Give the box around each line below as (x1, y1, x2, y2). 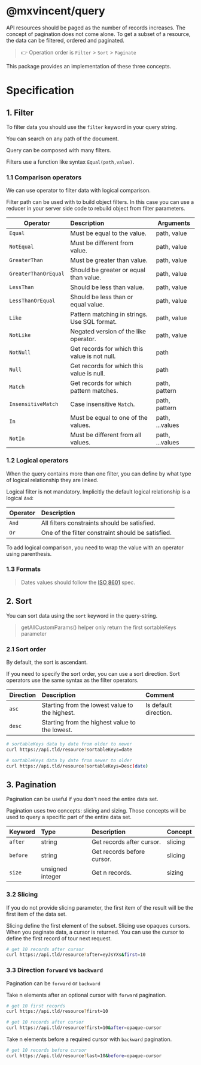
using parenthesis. (6, 550, 52, 557)
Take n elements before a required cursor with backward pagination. (6, 1036, 172, 1043)
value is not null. (70, 352, 116, 360)
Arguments (157, 219, 190, 227)
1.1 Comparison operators (6, 173, 82, 181)
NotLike (9, 332, 31, 339)
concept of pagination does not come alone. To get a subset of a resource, (6, 30, 191, 37)
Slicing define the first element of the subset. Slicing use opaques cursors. (6, 922, 190, 929)
